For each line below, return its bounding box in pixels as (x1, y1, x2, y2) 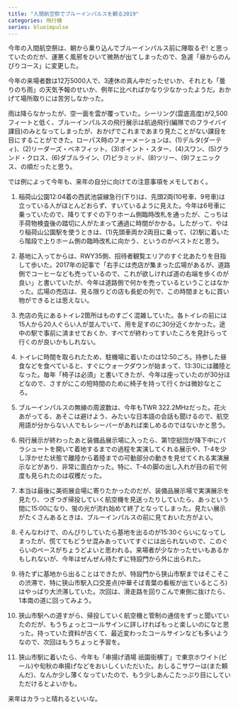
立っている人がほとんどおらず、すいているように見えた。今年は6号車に (18, 201, 226, 210)
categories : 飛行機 (8, 17, 62, 24)
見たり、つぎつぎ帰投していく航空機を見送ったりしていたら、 (18, 495, 198, 504)
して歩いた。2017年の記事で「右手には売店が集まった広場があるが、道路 (18, 261, 231, 269)
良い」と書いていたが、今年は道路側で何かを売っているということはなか (18, 278, 229, 287)
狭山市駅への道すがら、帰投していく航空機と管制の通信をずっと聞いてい (18, 611, 229, 620)
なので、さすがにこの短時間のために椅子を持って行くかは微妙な (24, 380, 210, 388)
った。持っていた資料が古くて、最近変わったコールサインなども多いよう (18, 629, 229, 637)
